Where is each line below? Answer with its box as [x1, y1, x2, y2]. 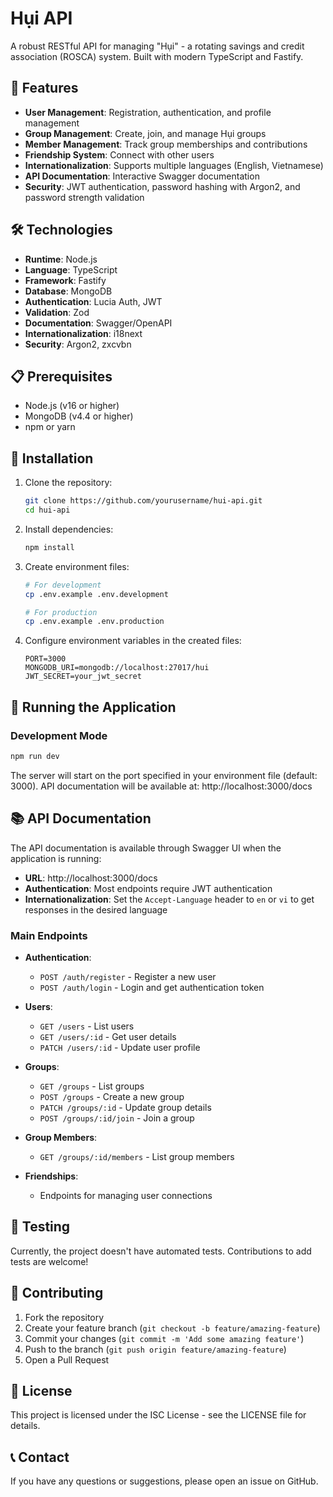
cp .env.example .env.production [24, 617, 165, 627]
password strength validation [24, 191, 145, 203]
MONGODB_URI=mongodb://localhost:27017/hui [24, 663, 210, 673]
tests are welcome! [10, 1255, 89, 1267]
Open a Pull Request [24, 1353, 110, 1366]
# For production [24, 607, 98, 617]
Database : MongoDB [24, 285, 113, 297]
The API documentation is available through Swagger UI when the [10, 842, 282, 854]
